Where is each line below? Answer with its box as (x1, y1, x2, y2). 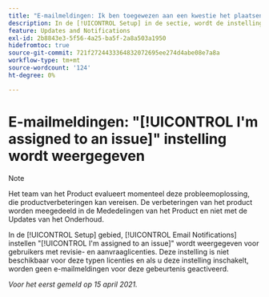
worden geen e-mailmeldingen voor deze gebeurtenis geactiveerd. (8, 263, 230, 273)
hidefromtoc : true (8, 42, 70, 50)
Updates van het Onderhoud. (8, 214, 104, 224)
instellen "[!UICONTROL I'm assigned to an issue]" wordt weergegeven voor (8, 238, 259, 248)
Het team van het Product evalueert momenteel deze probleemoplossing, (8, 189, 250, 199)
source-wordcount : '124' (8, 64, 91, 72)
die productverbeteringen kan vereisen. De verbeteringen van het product (8, 197, 253, 207)
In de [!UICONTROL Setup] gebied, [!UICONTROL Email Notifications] (8, 230, 238, 239)
